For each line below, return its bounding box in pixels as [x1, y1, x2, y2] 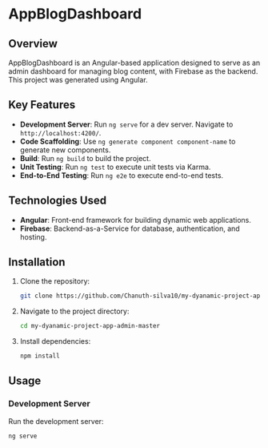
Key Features [8, 98, 76, 112]
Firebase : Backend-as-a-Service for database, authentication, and [19, 224, 240, 233]
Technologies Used [8, 194, 106, 208]
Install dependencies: [19, 337, 91, 346]
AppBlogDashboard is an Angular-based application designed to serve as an [8, 58, 261, 67]
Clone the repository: [19, 276, 90, 286]
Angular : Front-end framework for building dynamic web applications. [19, 215, 252, 224]
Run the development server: [8, 416, 104, 426]
